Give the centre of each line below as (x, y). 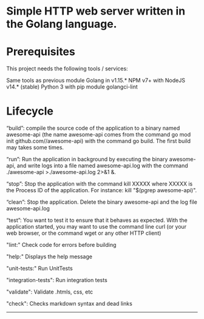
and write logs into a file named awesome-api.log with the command (102, 166)
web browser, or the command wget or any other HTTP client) (84, 233)
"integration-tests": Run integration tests (57, 280)
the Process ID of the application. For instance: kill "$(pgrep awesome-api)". (102, 190)
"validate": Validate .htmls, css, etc (50, 292)
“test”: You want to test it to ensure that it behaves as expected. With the (97, 220)
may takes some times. (35, 147)
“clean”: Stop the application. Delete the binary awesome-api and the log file (102, 202)
